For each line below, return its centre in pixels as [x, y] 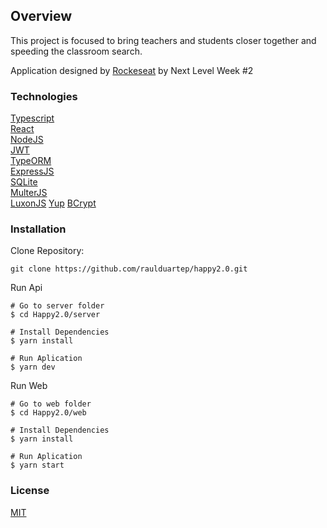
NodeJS [27, 140]
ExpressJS [32, 171]
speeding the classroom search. [76, 51]
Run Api [26, 288]
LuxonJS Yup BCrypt [53, 203]
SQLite [24, 182]
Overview [41, 16]
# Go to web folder [51, 404]
